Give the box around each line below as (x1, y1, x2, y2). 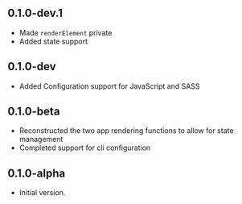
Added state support (18, 36, 88, 46)
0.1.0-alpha (7, 166, 66, 180)
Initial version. (18, 188, 66, 198)
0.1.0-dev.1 (7, 6, 64, 20)
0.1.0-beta (7, 105, 60, 119)
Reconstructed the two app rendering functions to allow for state (18, 126, 234, 135)
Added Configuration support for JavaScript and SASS (18, 81, 200, 91)
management (18, 135, 64, 144)
